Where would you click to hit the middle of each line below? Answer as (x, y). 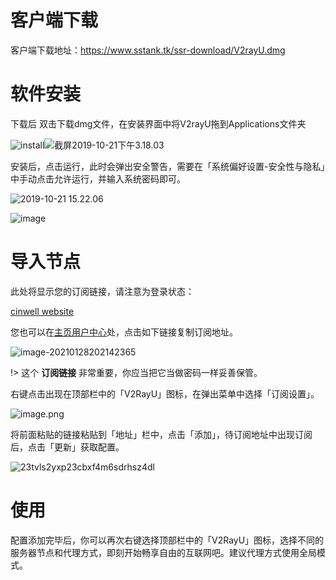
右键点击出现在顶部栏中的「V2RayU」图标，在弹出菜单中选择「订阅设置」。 (165, 393)
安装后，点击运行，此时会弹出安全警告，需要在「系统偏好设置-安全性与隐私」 (168, 166)
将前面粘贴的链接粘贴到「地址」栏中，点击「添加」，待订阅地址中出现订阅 (161, 434)
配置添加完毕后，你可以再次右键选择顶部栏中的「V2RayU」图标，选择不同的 (167, 540)
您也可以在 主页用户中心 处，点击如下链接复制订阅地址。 (124, 332)
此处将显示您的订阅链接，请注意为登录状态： (102, 291)
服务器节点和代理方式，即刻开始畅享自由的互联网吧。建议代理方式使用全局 (163, 552)
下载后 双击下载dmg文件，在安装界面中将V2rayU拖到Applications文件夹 (158, 123)
